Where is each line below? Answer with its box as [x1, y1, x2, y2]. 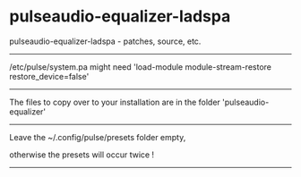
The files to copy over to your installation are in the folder [9, 97, 221, 107]
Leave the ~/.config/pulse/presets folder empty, [9, 131, 186, 142]
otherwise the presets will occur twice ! [9, 149, 155, 160]
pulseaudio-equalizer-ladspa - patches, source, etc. [9, 36, 202, 46]
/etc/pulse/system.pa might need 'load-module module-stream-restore [9, 61, 271, 72]
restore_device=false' [9, 71, 90, 81]
